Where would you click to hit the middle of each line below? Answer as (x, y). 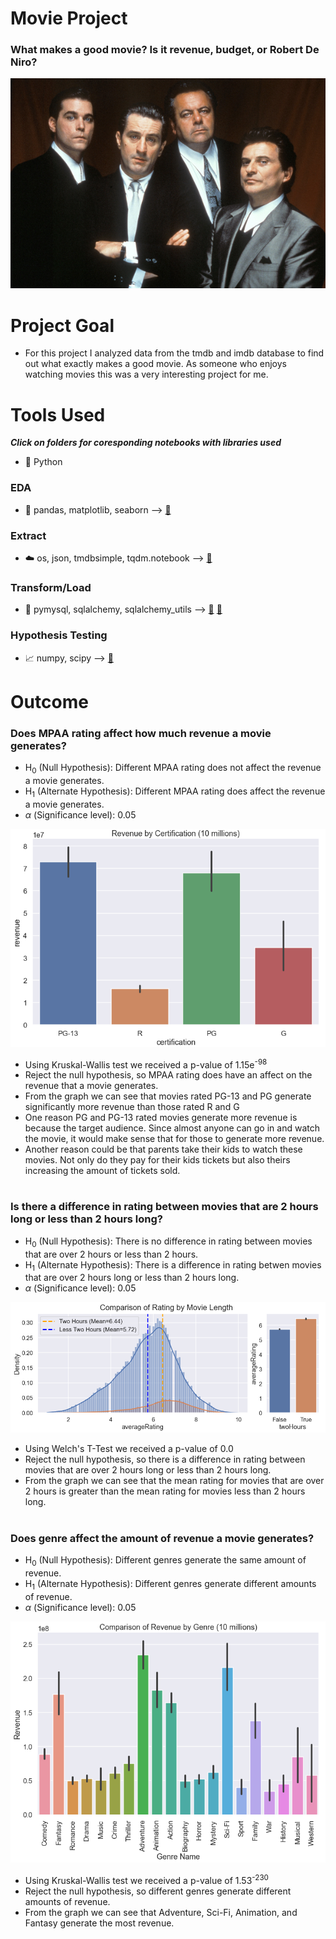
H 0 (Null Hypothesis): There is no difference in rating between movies (168, 1242)
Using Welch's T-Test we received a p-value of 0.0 (129, 1449)
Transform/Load (51, 587)
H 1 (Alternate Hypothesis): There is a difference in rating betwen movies (173, 1265)
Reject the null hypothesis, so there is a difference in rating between (165, 1459)
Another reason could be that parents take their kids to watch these (163, 1149)
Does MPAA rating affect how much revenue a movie (141, 733)
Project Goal (62, 325)
